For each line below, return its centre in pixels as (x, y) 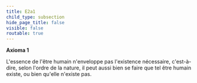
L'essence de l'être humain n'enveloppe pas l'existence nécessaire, (88, 62)
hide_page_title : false (35, 22)
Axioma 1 (18, 50)
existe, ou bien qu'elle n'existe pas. (49, 74)
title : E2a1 (21, 11)
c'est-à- (181, 62)
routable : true (25, 34)
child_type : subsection (35, 17)
